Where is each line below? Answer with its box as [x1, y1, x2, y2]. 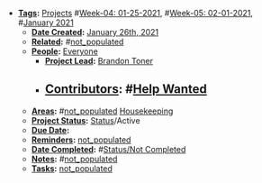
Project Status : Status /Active [31, 114, 141, 125]
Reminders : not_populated [31, 134, 131, 145]
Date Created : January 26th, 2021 [31, 27, 159, 37]
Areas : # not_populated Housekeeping [31, 105, 174, 116]
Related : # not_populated [31, 36, 124, 47]
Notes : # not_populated [31, 153, 118, 164]
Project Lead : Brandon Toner [44, 56, 153, 66]
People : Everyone [31, 46, 99, 57]
